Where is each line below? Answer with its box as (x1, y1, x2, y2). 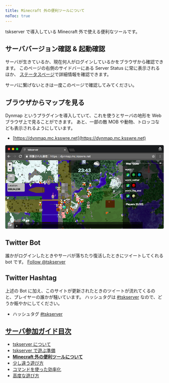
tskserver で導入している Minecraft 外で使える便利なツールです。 (5, 28, 140, 35)
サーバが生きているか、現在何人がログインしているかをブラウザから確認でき (5, 59, 164, 65)
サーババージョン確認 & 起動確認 (5, 44, 106, 53)
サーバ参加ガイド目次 (5, 327, 71, 336)
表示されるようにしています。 (14, 125, 75, 131)
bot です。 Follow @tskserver (5, 259, 66, 265)
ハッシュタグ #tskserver (12, 311, 63, 317)
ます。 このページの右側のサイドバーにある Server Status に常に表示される (5, 65, 160, 71)
